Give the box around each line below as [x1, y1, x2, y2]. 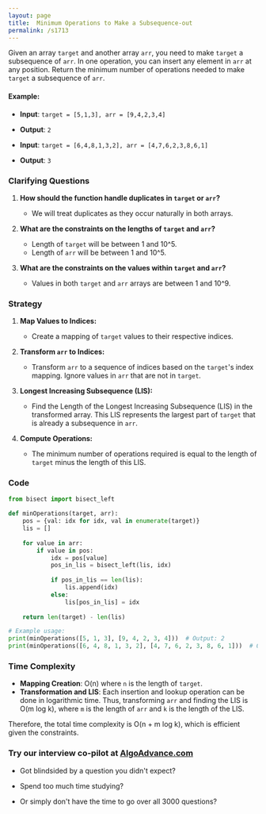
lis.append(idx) [64, 584, 119, 592]
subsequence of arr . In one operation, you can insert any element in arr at [8, 56, 252, 66]
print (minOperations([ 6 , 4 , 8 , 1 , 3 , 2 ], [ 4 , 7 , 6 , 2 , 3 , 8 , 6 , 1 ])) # [8, 642, 253, 651]
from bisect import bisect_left [8, 495, 115, 504]
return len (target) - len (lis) [22, 612, 126, 621]
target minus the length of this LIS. [31, 458, 146, 467]
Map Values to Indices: [19, 317, 97, 326]
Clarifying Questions [8, 175, 89, 186]
